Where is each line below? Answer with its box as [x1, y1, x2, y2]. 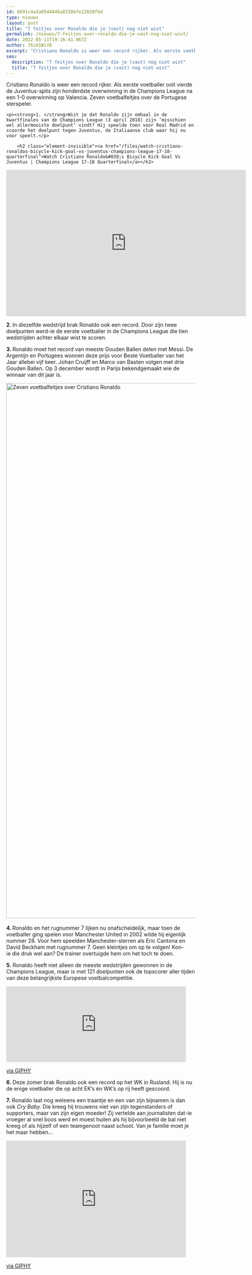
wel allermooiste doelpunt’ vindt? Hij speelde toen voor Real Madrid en [6, 123, 195, 129]
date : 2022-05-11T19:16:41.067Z [6, 37, 87, 43]
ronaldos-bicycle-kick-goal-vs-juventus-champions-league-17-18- [6, 148, 172, 155]
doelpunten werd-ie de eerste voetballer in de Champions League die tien [6, 328, 189, 335]
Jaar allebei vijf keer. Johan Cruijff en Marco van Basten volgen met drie [6, 359, 184, 366]
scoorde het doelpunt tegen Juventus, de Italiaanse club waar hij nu [6, 127, 186, 134]
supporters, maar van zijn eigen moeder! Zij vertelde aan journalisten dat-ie [6, 1109, 192, 1117]
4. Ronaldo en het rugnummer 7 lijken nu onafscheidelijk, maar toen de [6, 924, 181, 931]
